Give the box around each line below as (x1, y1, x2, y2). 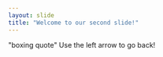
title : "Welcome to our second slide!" (8, 19, 139, 27)
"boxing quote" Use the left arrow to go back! (8, 40, 156, 49)
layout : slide (8, 11, 55, 20)
